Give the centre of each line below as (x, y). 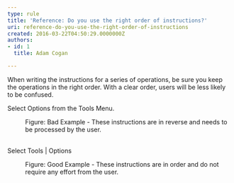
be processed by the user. (63, 129)
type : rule (23, 14)
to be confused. (30, 94)
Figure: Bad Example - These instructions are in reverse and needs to (126, 122)
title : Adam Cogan (41, 54)
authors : (20, 40)
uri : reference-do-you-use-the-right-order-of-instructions (98, 27)
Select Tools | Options (40, 150)
